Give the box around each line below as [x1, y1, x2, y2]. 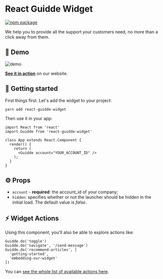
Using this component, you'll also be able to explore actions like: [5, 229, 134, 235]
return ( [14, 146, 32, 151]
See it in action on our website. [5, 70, 68, 76]
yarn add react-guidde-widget [5, 107, 67, 112]
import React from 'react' [5, 125, 60, 130]
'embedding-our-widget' [9, 256, 57, 261]
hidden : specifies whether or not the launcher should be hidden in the [12, 194, 152, 200]
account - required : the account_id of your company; [12, 189, 118, 195]
